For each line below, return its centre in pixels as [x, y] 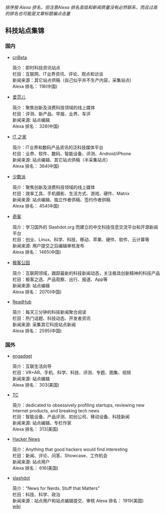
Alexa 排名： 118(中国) [35, 86]
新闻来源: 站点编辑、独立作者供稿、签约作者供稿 [61, 199]
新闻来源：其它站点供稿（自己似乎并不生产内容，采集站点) [72, 80]
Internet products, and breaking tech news [56, 410]
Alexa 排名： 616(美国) [35, 468]
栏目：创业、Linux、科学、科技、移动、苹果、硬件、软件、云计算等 [81, 239]
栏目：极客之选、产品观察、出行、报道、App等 [60, 279]
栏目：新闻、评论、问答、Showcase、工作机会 [60, 455]
